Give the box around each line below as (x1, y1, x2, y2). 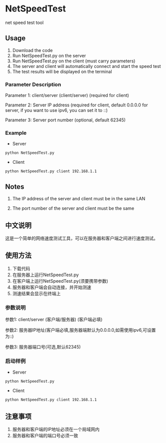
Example (5, 129, 27, 136)
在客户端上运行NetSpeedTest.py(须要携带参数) (12, 278, 109, 284)
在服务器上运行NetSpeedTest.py (12, 272, 79, 278)
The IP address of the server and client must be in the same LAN (12, 196, 146, 202)
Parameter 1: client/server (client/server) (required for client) (5, 92, 130, 98)
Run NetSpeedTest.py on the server (12, 52, 86, 58)
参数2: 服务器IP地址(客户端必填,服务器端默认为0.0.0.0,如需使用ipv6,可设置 (5, 327, 156, 333)
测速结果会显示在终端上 (12, 290, 61, 296)
